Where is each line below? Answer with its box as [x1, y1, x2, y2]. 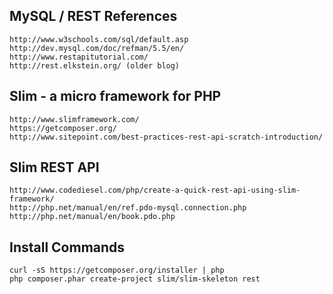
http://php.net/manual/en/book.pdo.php [9, 212, 176, 222]
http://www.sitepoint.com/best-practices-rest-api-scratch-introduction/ [9, 132, 324, 142]
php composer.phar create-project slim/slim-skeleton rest [9, 274, 261, 284]
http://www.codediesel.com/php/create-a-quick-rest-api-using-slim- [9, 185, 301, 196]
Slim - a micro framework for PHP [9, 88, 222, 105]
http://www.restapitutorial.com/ [9, 52, 149, 62]
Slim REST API [9, 159, 100, 176]
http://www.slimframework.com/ [9, 114, 140, 124]
